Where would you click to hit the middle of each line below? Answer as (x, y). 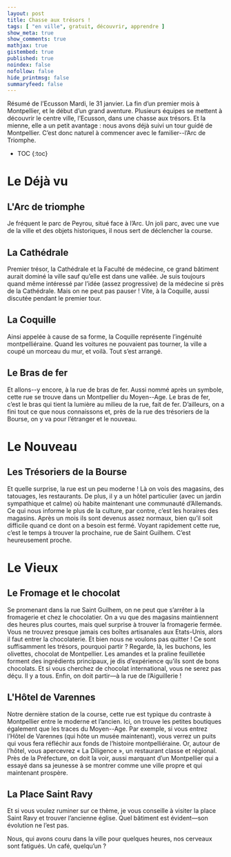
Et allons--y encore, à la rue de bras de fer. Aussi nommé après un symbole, (115, 390)
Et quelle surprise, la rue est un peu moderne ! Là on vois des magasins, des (115, 488)
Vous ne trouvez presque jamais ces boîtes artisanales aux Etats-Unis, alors (115, 632)
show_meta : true (30, 33)
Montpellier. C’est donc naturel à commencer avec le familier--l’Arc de (106, 133)
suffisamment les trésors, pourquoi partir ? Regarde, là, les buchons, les (109, 646)
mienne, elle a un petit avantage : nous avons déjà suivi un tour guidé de (110, 125)
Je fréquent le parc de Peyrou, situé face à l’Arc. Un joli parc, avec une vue (113, 223)
